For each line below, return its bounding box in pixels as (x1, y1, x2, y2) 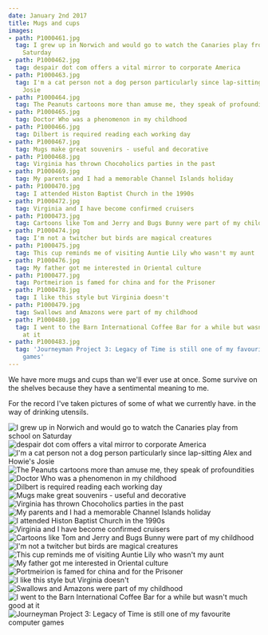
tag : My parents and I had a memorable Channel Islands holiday (15, 175, 234, 183)
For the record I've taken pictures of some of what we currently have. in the (8, 398, 257, 408)
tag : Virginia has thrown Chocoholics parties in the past (15, 160, 216, 168)
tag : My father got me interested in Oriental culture (15, 264, 202, 272)
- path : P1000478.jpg (8, 286, 81, 294)
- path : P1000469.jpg (8, 168, 81, 176)
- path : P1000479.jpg (8, 301, 81, 309)
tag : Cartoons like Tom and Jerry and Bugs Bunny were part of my (15, 219, 241, 227)
